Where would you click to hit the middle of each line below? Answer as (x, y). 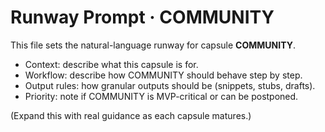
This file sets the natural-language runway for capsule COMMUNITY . (153, 45)
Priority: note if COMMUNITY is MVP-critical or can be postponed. (161, 96)
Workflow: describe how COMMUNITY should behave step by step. (163, 75)
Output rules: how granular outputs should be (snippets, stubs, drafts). (170, 85)
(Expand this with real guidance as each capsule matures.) (131, 115)
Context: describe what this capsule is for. (111, 64)
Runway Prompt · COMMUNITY (142, 17)
